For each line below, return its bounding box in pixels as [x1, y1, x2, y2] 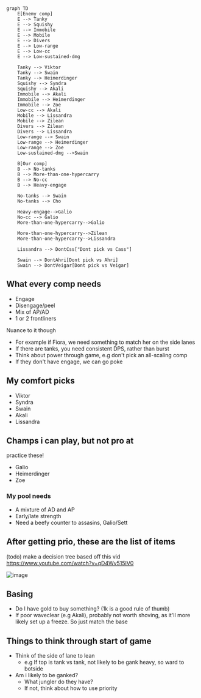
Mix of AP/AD [15, 308, 49, 316]
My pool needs [6, 492, 51, 500]
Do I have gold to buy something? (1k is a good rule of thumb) [15, 605, 170, 612]
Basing [6, 588, 33, 599]
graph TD [6, 6, 29, 12]
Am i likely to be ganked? [15, 672, 78, 679]
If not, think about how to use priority [24, 685, 118, 692]
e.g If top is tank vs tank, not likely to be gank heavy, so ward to [24, 659, 185, 666]
